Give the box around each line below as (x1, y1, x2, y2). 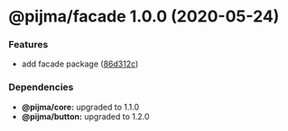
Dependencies (8, 81, 74, 93)
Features (8, 39, 49, 51)
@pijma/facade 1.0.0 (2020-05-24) (8, 6, 280, 27)
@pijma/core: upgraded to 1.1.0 (21, 101, 140, 112)
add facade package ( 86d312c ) (21, 58, 139, 69)
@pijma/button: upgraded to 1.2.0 (21, 110, 150, 122)
